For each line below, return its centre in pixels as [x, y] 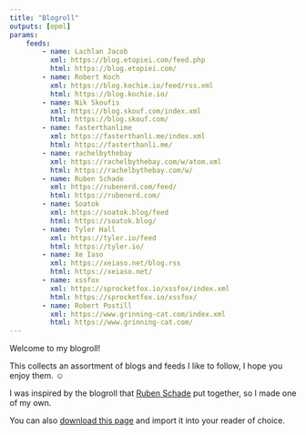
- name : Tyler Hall [79, 229]
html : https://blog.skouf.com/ [109, 119]
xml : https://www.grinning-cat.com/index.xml [138, 314]
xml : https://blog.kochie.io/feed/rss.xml [132, 86]
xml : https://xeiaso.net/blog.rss [115, 263]
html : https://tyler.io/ [97, 247]
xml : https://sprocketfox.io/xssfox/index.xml [140, 288]
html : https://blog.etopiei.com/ [113, 69]
